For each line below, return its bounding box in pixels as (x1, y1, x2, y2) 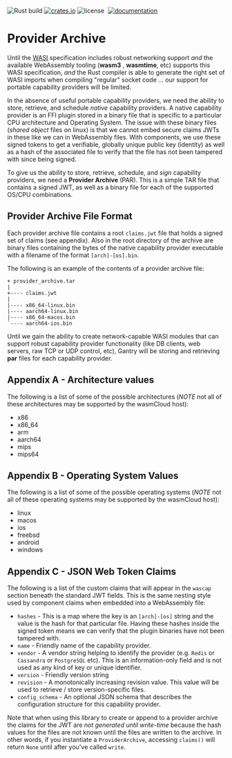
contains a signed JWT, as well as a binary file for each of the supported (7, 183, 214, 191)
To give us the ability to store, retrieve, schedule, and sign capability (7, 168, 202, 176)
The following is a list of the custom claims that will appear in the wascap (7, 584, 212, 592)
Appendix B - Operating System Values (7, 470, 179, 482)
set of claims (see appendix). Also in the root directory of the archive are (7, 236, 214, 245)
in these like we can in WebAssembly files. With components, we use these (7, 133, 221, 141)
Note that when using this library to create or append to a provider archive (7, 714, 218, 722)
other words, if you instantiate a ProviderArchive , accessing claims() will (7, 736, 215, 744)
